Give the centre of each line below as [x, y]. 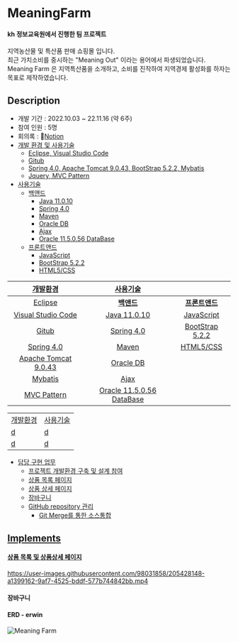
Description [34, 100]
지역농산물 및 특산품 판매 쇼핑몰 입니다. [61, 51]
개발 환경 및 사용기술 [46, 145]
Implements [34, 538]
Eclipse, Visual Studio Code [68, 153]
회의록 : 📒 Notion [41, 136]
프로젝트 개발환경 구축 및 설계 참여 [75, 471]
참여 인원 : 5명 [38, 127]
